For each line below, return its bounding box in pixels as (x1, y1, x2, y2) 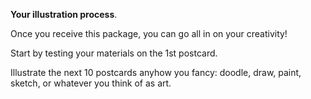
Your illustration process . (10, 9, 118, 20)
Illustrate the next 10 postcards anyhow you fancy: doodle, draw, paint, (10, 67, 302, 78)
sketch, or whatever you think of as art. (10, 77, 172, 89)
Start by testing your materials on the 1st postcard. (10, 47, 218, 59)
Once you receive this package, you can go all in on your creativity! (10, 28, 288, 39)
